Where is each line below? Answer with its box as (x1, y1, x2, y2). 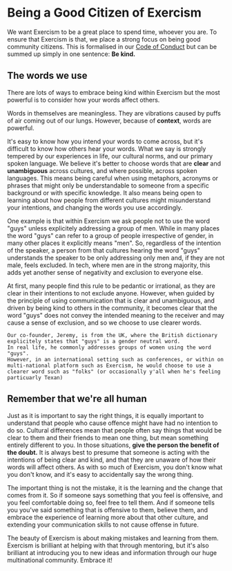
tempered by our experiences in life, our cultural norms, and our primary (7, 152, 213, 160)
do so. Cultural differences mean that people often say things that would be (7, 426, 222, 434)
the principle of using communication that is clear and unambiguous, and (7, 296, 215, 305)
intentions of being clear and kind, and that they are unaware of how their (7, 455, 216, 464)
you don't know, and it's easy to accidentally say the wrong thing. (7, 470, 193, 478)
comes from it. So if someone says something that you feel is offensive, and (7, 491, 223, 499)
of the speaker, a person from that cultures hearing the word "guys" (7, 246, 200, 254)
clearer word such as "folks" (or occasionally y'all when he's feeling (7, 368, 221, 375)
